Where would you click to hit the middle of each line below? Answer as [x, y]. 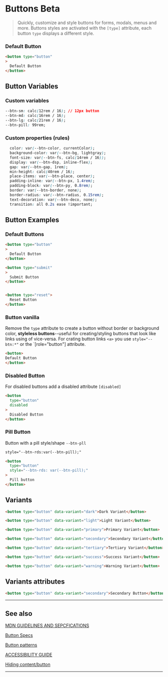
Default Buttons [25, 234]
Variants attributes [35, 582]
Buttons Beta [32, 9]
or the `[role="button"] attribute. [53, 344]
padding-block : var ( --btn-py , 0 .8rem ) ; [51, 186]
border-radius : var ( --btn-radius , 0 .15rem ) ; [57, 195]
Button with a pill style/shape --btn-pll [46, 443]
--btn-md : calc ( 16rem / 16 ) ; [35, 116]
